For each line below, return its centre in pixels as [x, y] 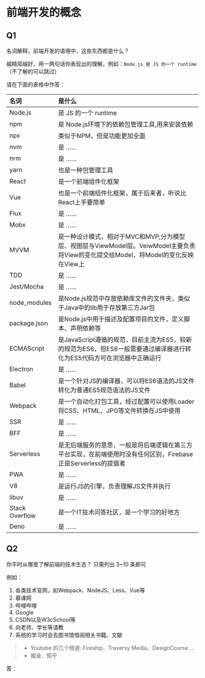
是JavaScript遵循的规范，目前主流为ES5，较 [122, 340]
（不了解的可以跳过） [33, 71]
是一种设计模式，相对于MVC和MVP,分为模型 [121, 237]
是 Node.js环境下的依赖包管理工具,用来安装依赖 [125, 124]
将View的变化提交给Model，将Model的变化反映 [126, 255]
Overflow [23, 516]
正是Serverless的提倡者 [92, 463]
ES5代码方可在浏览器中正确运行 [116, 358]
